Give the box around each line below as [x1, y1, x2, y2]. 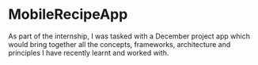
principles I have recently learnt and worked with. [8, 48, 169, 57]
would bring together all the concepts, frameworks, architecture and [8, 39, 231, 49]
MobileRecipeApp [8, 5, 128, 23]
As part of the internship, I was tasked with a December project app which [8, 31, 251, 41]
